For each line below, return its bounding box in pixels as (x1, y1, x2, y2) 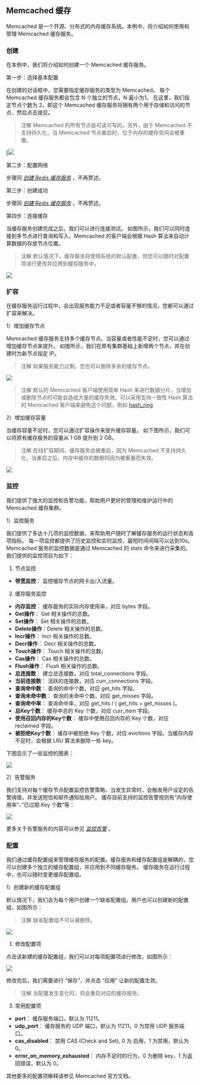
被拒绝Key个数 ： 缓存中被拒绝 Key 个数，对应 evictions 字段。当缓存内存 (14, 729, 194, 736)
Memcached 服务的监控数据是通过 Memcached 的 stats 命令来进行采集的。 (6, 544, 191, 551)
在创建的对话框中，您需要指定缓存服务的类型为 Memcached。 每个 (6, 87, 170, 94)
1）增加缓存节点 (6, 322, 45, 329)
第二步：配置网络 (6, 162, 48, 169)
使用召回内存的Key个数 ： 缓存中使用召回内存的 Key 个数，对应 (14, 714, 169, 722)
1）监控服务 (6, 517, 35, 524)
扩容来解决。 (6, 310, 37, 317)
